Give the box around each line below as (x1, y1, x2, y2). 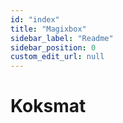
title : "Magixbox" (10, 24, 87, 34)
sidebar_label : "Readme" (10, 33, 114, 43)
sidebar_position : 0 (10, 42, 97, 53)
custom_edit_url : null (10, 52, 105, 62)
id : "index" (10, 14, 60, 25)
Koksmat (10, 95, 87, 118)
